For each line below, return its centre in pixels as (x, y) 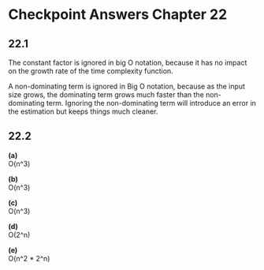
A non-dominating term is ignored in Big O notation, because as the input (127, 86)
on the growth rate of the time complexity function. (91, 71)
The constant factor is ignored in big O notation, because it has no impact (128, 62)
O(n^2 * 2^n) (29, 258)
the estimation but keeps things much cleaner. (83, 111)
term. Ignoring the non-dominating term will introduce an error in (151, 103)
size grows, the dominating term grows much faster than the (106, 95)
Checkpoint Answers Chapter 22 (118, 15)
